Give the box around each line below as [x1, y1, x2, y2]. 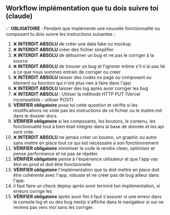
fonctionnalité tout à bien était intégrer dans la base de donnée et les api [13, 123, 164, 129]
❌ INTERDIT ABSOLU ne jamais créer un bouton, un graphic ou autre [13, 134, 157, 140]
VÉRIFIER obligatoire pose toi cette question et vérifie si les [13, 102, 138, 108]
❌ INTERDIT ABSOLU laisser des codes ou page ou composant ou [13, 74, 152, 80]
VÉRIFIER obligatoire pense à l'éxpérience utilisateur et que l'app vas [13, 156, 158, 162]
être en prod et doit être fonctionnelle [13, 161, 92, 167]
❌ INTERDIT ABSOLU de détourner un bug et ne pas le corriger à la [13, 52, 154, 58]
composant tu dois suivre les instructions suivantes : [6, 31, 115, 37]
